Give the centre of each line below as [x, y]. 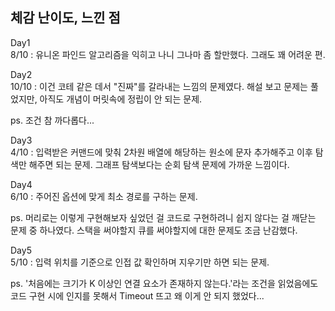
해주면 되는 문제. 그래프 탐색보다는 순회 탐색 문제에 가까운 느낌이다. [159, 164]
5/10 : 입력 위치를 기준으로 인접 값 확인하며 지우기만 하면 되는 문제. [140, 262]
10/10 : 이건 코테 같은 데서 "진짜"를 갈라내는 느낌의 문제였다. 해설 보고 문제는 [159, 86]
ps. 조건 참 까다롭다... [52, 120]
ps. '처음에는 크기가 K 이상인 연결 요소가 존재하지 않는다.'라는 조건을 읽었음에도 [164, 283]
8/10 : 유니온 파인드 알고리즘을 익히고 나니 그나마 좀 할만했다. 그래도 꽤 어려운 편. [168, 54]
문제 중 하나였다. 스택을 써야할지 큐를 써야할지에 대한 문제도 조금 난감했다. [154, 230]
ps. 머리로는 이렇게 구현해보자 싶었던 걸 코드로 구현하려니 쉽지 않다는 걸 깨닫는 [163, 217]
